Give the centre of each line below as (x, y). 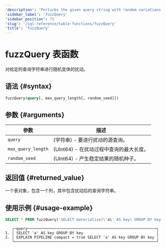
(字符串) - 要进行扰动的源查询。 (90, 140)
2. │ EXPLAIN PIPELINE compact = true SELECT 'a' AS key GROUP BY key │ (82, 238)
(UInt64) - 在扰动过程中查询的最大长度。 (101, 149)
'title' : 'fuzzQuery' (28, 28)
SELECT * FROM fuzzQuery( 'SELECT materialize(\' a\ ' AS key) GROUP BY (79, 220)
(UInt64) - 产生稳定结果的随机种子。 (96, 158)
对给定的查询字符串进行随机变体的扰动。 (46, 69)
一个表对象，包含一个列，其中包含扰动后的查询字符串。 (62, 191)
